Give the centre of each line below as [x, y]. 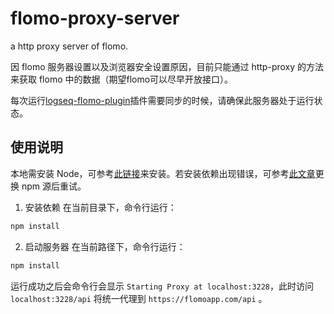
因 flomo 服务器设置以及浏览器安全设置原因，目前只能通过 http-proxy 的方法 [167, 66]
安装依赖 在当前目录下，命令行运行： [100, 207]
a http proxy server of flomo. [69, 46]
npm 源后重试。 [54, 186]
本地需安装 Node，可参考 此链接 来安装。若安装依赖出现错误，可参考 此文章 [163, 173]
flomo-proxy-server [95, 18]
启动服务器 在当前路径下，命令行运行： [105, 246]
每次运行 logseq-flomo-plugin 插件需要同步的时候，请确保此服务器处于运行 [162, 100]
